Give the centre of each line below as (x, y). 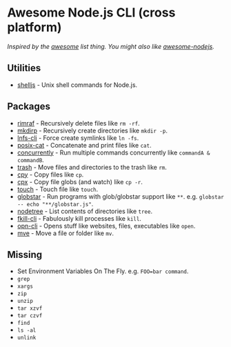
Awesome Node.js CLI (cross (91, 13)
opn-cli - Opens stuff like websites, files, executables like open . (106, 226)
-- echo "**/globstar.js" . (55, 204)
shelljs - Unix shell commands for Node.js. (77, 85)
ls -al (27, 330)
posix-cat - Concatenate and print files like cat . (84, 145)
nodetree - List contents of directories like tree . (85, 211)
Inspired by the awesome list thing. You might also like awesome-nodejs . (111, 46)
